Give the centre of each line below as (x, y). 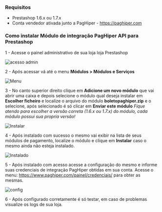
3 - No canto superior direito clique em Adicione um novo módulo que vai (80, 90)
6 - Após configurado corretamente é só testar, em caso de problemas (76, 199)
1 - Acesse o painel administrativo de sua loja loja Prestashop (67, 52)
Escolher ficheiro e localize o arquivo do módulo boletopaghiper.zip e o (78, 101)
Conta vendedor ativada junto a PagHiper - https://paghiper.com (77, 23)
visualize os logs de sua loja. (34, 204)
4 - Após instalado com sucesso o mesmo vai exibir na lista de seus (73, 135)
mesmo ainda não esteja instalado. (40, 146)
